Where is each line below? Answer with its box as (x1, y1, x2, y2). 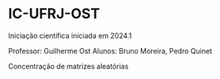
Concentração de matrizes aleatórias (8, 61, 129, 71)
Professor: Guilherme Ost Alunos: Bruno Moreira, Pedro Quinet (8, 46, 212, 55)
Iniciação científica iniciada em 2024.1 (8, 31, 132, 40)
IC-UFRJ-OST (8, 5, 101, 23)
